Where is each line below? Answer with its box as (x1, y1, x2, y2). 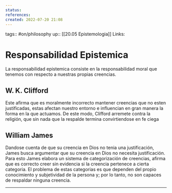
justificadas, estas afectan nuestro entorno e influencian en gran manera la (5, 105, 164, 112)
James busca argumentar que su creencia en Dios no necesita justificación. (5, 149, 165, 156)
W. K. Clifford (5, 86, 49, 95)
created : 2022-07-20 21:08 (5, 17, 63, 22)
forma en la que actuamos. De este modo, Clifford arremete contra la (5, 111, 151, 117)
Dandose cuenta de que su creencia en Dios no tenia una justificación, (5, 144, 155, 151)
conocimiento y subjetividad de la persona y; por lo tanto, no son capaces (5, 171, 162, 178)
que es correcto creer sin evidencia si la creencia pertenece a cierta (5, 161, 149, 167)
